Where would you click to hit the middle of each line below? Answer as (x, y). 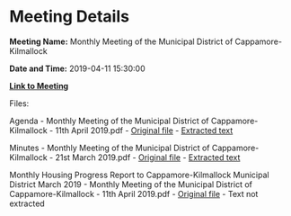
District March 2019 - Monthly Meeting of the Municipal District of (131, 184)
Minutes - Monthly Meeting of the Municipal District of (110, 148)
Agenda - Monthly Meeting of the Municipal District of (109, 121)
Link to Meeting (39, 85)
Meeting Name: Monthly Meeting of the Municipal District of (121, 41)
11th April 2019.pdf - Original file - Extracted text (144, 130)
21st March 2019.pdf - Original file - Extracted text (148, 157)
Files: (19, 103)
